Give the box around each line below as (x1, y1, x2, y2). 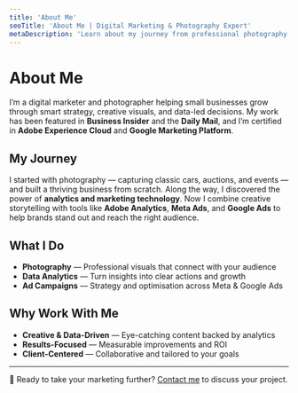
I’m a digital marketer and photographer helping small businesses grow (9, 97, 269, 107)
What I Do (9, 238, 65, 253)
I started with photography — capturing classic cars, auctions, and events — (9, 175, 289, 185)
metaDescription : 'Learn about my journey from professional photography (9, 29, 288, 38)
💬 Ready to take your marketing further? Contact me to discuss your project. (9, 373, 288, 384)
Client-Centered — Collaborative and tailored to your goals (21, 348, 239, 359)
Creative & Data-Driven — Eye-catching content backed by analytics (21, 329, 276, 340)
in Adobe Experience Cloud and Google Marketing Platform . (9, 125, 233, 136)
